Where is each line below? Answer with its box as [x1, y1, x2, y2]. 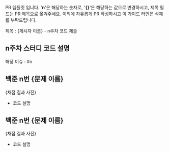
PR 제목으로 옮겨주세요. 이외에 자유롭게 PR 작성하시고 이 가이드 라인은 [14, 11, 154, 17]
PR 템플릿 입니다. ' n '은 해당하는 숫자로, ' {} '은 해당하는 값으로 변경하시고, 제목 [5, 5, 159, 10]
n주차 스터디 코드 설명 [5, 44, 70, 53]
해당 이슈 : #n [5, 58, 33, 64]
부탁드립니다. [10, 17, 37, 23]
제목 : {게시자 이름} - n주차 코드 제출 [5, 28, 77, 34]
